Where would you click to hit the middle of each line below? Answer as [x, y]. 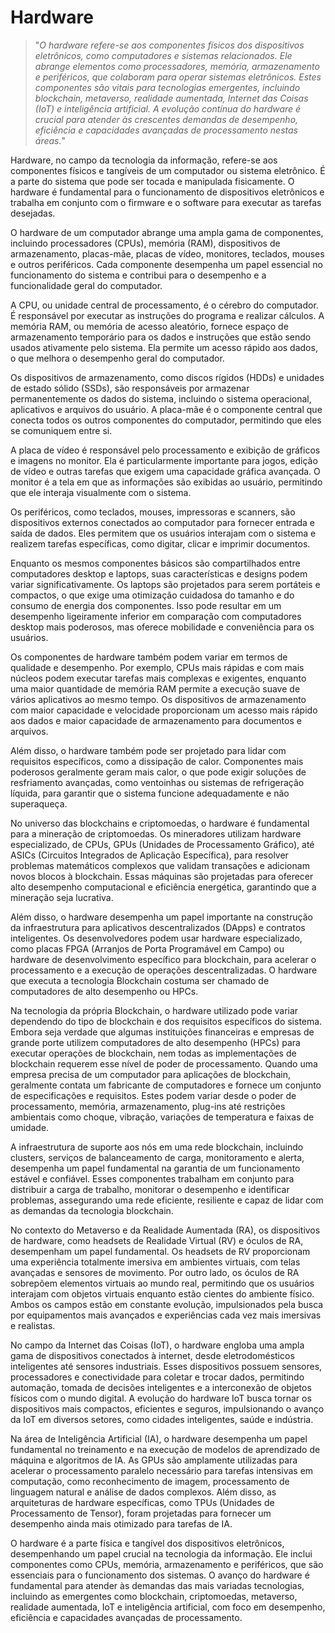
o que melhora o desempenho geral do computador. [117, 358]
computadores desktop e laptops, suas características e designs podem [159, 573]
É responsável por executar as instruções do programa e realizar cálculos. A [167, 315]
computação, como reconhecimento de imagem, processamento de [150, 1481]
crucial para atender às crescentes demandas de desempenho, [166, 119]
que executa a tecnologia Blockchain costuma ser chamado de [140, 980]
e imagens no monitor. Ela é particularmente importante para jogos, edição [164, 460]
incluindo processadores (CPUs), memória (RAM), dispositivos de [145, 243]
